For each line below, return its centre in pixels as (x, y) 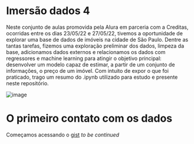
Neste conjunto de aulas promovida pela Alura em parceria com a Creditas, (97, 27)
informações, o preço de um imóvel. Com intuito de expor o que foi (88, 71)
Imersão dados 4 (48, 11)
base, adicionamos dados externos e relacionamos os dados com (86, 52)
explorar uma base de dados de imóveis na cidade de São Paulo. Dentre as (97, 39)
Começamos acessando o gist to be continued (63, 135)
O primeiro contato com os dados (89, 118)
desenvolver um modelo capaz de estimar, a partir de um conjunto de (91, 64)
